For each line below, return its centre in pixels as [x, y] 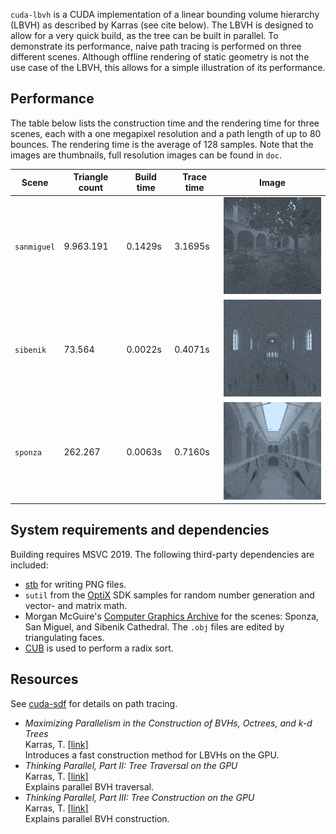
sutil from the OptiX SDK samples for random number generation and [169, 595]
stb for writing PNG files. [75, 584]
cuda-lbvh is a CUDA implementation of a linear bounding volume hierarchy [165, 14]
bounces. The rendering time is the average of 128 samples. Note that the [162, 144]
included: [29, 565]
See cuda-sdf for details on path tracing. [94, 703]
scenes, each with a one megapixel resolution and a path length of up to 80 [166, 133]
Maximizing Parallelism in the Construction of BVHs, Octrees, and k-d [168, 723]
